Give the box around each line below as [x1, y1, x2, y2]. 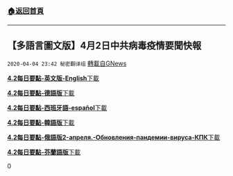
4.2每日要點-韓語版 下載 [7, 118, 75, 127]
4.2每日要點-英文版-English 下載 [7, 74, 99, 83]
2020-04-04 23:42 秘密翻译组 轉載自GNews [7, 59, 127, 67]
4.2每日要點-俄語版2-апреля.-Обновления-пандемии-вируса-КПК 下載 [7, 134, 221, 142]
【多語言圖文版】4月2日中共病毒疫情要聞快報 [7, 40, 202, 51]
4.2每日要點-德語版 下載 [7, 89, 75, 97]
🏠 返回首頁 [7, 6, 44, 15]
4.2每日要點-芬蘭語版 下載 [7, 148, 81, 157]
